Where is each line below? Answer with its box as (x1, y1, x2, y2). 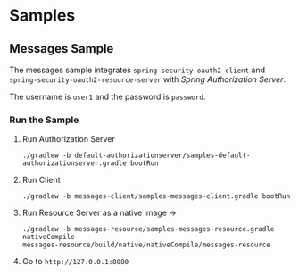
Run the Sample (9, 113, 79, 126)
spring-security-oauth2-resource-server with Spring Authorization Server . (9, 74, 287, 85)
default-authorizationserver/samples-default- (74, 151, 251, 161)
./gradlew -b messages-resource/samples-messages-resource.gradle (21, 225, 275, 234)
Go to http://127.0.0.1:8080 (21, 256, 129, 267)
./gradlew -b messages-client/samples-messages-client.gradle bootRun (21, 192, 291, 201)
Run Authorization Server (21, 134, 116, 145)
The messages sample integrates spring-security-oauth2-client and (9, 64, 266, 75)
